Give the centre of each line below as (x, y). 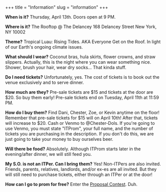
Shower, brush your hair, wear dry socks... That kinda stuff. (66, 67)
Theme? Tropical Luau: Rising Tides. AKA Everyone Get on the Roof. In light (83, 42)
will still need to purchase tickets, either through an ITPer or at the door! (79, 174)
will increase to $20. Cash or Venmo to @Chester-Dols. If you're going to (80, 123)
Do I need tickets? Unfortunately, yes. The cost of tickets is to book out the (82, 77)
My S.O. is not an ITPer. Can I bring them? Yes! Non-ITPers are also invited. (83, 164)
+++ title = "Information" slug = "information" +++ (57, 7)
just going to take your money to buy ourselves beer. (59, 139)
